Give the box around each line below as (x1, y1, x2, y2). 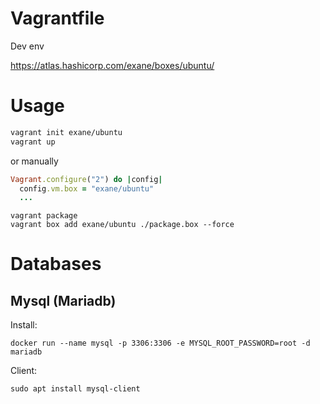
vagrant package (10, 211, 78, 221)
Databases (10, 253, 102, 276)
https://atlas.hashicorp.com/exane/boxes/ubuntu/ (10, 59, 215, 71)
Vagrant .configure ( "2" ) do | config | (10, 174, 163, 184)
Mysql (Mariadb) (10, 292, 117, 309)
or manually (10, 155, 59, 167)
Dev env (10, 40, 45, 52)
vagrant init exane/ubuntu (10, 127, 123, 137)
